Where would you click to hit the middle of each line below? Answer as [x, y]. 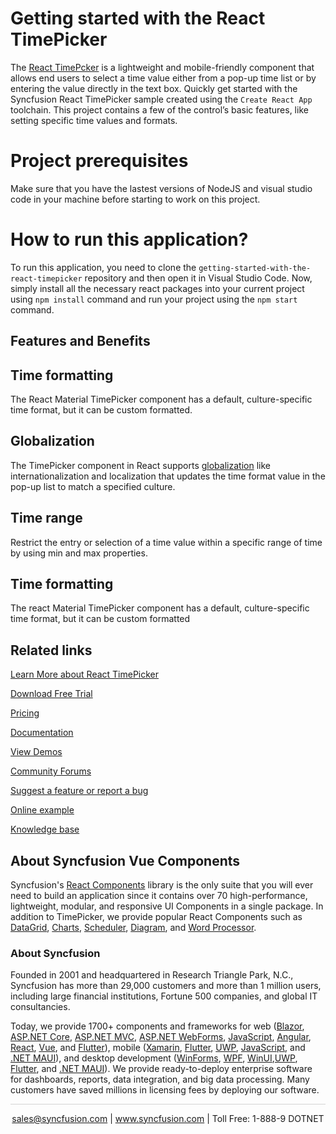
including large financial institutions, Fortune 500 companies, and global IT [164, 996]
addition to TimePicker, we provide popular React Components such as [156, 917]
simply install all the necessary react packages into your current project [157, 288]
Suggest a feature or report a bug [79, 791]
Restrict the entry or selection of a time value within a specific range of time [166, 542]
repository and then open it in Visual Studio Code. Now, [198, 278]
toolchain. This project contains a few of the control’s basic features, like [159, 109]
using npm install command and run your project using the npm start [154, 299]
